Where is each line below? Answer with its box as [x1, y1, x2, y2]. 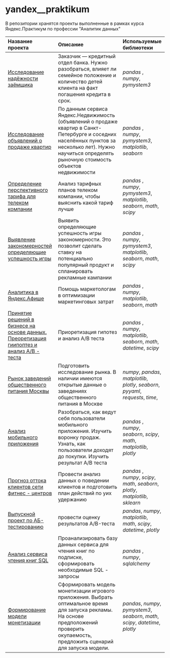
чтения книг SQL [8, 557, 49, 564]
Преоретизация [8, 335, 47, 342]
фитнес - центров [8, 490, 52, 497]
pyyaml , [122, 387, 142, 394]
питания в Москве [58, 400, 103, 407]
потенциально [58, 255, 93, 262]
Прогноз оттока [8, 477, 47, 484]
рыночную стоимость [58, 156, 112, 163]
